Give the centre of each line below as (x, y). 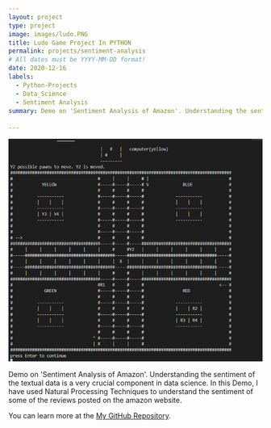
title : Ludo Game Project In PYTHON (70, 43)
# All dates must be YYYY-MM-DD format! (77, 60)
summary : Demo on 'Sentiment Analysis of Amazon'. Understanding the (128, 111)
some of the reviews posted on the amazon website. (96, 401)
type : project (32, 25)
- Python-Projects (47, 85)
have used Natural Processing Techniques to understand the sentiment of (131, 392)
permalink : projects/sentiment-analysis (77, 51)
